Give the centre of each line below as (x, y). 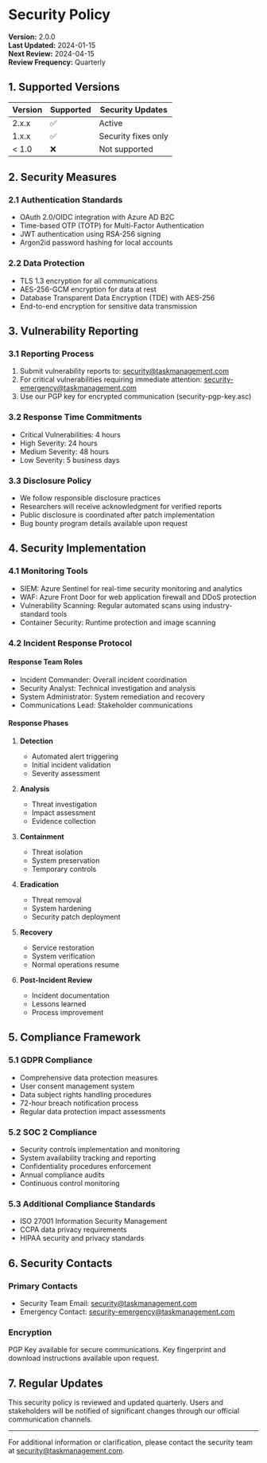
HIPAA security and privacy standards (82, 1238)
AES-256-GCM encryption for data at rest (88, 289)
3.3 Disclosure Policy (50, 480)
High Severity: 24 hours (58, 443)
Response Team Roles (46, 662)
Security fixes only (133, 135)
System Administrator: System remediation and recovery (112, 696)
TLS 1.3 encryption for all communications (89, 280)
